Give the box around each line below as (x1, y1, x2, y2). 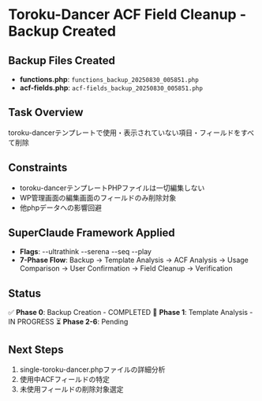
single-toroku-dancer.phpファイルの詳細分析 (19, 365, 166, 374)
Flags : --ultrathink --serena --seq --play (19, 247, 152, 257)
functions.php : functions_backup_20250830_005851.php (19, 75, 199, 84)
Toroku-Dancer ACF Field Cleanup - (8, 6, 247, 24)
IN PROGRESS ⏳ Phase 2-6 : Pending (8, 317, 129, 327)
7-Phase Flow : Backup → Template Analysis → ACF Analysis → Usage (19, 255, 249, 265)
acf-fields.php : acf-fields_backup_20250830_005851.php (19, 83, 204, 92)
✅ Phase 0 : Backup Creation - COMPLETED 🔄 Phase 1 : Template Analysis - (8, 308, 253, 317)
